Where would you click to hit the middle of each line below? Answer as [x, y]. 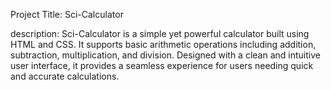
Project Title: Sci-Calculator [67, 14]
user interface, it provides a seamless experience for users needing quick [162, 65]
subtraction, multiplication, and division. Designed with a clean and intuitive [165, 55]
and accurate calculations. [65, 76]
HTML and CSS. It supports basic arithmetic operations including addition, [163, 44]
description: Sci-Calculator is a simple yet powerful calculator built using [160, 33]
